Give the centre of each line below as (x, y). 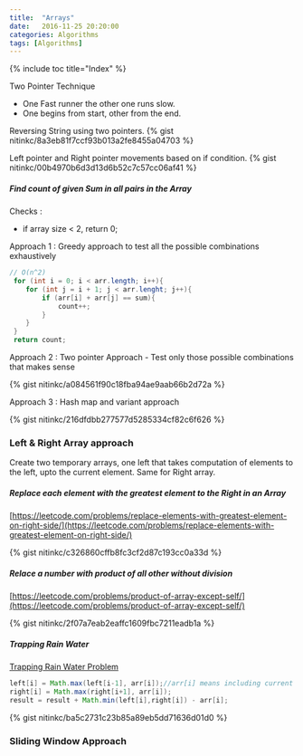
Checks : (26, 211)
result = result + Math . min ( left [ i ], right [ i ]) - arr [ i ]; (119, 701)
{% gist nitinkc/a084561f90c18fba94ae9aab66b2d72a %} (118, 385)
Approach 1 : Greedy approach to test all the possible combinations (134, 246)
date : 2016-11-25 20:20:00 (64, 26)
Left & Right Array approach (71, 443)
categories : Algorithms (54, 34)
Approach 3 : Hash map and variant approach (94, 402)
